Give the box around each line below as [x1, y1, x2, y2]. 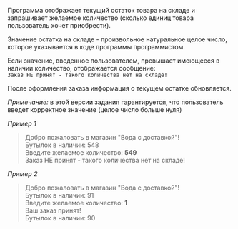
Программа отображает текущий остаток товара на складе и [7, 6, 195, 14]
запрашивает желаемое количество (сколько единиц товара [7, 14, 194, 22]
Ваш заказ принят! [24, 206, 81, 215]
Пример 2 [7, 170, 38, 178]
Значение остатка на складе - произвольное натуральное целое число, [7, 35, 227, 44]
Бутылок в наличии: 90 [24, 214, 96, 222]
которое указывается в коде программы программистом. [7, 43, 186, 51]
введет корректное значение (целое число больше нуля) [7, 106, 182, 113]
